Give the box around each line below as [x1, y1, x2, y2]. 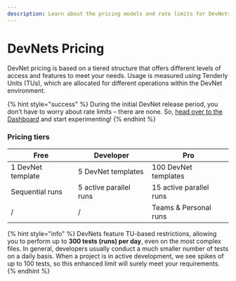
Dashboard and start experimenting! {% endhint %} [7, 115, 157, 123]
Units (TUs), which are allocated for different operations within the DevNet [7, 79, 223, 87]
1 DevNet [11, 162, 42, 172]
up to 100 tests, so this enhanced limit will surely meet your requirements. [7, 259, 220, 268]
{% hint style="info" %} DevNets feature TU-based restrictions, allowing [7, 229, 217, 237]
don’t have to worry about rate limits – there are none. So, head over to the [7, 107, 223, 116]
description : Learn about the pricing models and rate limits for [7, 10, 206, 18]
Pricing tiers [7, 132, 51, 142]
